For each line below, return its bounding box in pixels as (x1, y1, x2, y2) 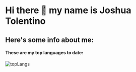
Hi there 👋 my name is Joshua (5, 5, 131, 16)
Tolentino (5, 15, 46, 27)
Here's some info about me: (5, 35, 94, 44)
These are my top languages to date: (5, 50, 84, 56)
